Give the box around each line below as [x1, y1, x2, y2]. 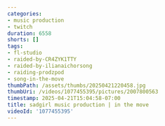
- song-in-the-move [7, 75, 65, 83]
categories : [7, 10, 42, 17]
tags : [7, 43, 23, 50]
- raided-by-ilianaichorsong [7, 62, 93, 69]
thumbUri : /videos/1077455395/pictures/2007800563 [7, 88, 159, 95]
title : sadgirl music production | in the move [7, 101, 150, 108]
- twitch [7, 23, 33, 30]
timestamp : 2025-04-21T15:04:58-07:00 [7, 95, 121, 102]
